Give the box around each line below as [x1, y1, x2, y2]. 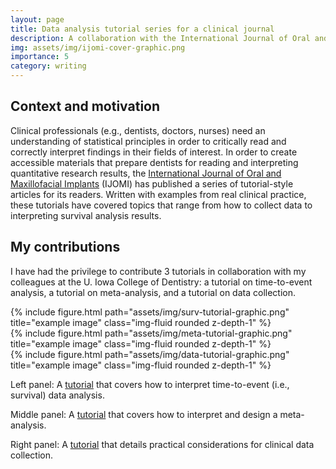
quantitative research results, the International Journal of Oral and [10, 167, 282, 179]
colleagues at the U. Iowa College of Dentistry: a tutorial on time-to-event [10, 276, 313, 288]
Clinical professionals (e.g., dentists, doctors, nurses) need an [10, 124, 266, 136]
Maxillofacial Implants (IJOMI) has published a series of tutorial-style [10, 177, 294, 190]
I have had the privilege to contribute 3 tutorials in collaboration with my [10, 265, 307, 277]
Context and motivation [10, 98, 161, 115]
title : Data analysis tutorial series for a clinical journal [10, 24, 275, 34]
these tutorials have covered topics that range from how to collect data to [10, 199, 313, 211]
